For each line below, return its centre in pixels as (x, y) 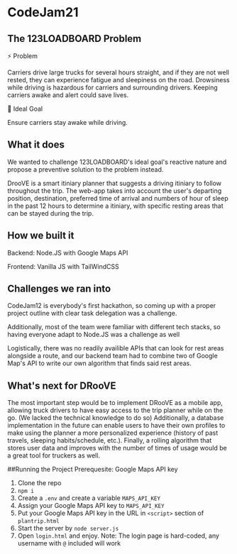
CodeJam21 (43, 12)
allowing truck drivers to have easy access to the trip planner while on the (115, 410)
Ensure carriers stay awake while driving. (67, 122)
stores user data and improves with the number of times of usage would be (117, 448)
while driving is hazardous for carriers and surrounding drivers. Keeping (112, 87)
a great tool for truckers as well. (54, 455)
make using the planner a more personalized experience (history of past (113, 433)
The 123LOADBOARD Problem (75, 39)
